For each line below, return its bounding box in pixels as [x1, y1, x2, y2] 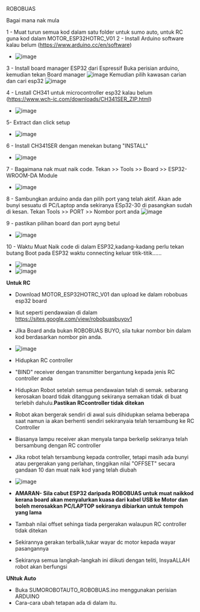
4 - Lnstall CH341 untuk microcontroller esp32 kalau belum [6, 89, 152, 96]
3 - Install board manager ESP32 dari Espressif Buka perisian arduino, [6, 64, 180, 72]
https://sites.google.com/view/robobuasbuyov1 [14, 316, 133, 322]
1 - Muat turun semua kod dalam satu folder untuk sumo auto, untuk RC [6, 28, 184, 36]
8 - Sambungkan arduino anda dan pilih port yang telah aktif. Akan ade [6, 195, 182, 202]
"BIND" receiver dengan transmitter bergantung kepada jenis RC [14, 369, 175, 375]
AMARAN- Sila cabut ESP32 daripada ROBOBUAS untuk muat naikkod [14, 490, 194, 496]
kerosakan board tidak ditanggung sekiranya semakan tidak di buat [14, 393, 182, 400]
